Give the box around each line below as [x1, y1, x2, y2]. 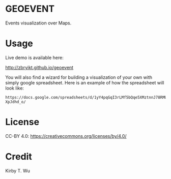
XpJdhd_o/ [5, 99, 26, 104]
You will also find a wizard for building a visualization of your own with [5, 74, 153, 80]
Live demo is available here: [5, 54, 64, 61]
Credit [5, 151, 32, 162]
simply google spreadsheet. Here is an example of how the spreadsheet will [5, 79, 164, 85]
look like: [5, 85, 24, 91]
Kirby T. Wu [5, 167, 31, 173]
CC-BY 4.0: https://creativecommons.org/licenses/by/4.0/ [5, 133, 127, 139]
